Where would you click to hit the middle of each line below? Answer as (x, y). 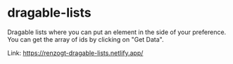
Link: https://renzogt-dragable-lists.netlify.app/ (75, 53)
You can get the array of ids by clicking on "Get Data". (86, 39)
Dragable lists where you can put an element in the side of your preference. (117, 32)
